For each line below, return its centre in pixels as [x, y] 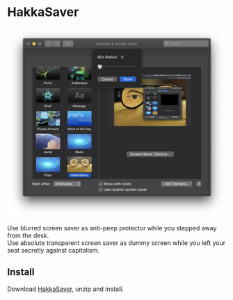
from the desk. [28, 236]
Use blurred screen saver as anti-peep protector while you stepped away [112, 228]
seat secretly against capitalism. [53, 251]
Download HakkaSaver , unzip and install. [65, 289]
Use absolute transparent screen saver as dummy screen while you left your [116, 243]
